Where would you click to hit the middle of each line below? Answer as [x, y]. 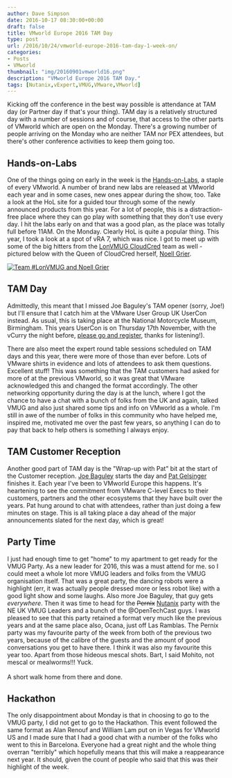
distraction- [206, 210]
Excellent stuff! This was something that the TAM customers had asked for [113, 371]
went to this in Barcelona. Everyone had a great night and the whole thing [112, 745]
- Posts [18, 59]
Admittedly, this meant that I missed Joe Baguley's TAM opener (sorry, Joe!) [116, 306]
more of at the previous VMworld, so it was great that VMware [96, 378]
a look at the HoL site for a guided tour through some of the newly [101, 202]
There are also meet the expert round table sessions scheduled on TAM [109, 349]
